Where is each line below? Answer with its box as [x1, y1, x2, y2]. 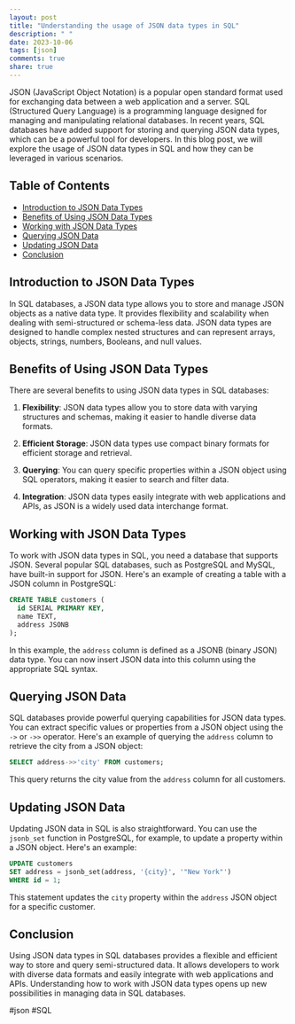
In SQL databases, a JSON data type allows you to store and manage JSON [9, 298, 284, 309]
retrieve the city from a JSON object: [9, 741, 144, 752]
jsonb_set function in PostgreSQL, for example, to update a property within [9, 832, 283, 843]
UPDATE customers [9, 859, 74, 868]
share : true [9, 63, 53, 72]
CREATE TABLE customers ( [9, 596, 105, 605]
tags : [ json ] [9, 46, 58, 55]
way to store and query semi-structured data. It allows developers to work [9, 959, 280, 971]
